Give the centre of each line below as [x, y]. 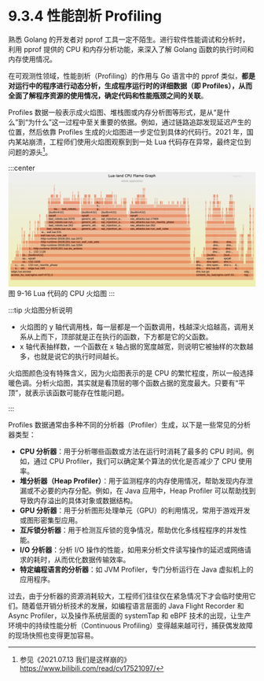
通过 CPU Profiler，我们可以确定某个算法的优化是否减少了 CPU [135, 461]
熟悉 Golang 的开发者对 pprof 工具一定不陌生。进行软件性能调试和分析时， [129, 39]
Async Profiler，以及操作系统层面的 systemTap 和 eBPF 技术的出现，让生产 [130, 616]
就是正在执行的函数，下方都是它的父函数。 [143, 336]
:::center [22, 168]
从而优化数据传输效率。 [92, 559]
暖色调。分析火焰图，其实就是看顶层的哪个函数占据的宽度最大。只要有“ [123, 383]
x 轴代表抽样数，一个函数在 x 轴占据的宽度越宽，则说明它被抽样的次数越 [136, 346]
